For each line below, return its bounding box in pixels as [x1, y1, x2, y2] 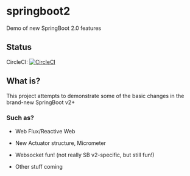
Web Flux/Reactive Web [15, 127, 76, 135]
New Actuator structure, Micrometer [15, 139, 107, 147]
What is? [6, 76, 41, 86]
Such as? [6, 114, 35, 122]
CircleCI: [6, 58, 29, 65]
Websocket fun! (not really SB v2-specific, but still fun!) [15, 151, 155, 158]
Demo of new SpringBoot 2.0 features [6, 24, 102, 32]
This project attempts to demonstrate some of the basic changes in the [6, 92, 185, 99]
